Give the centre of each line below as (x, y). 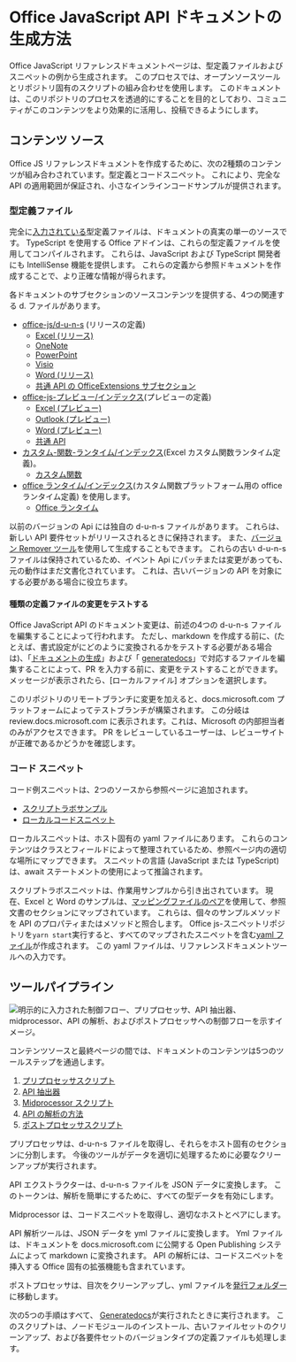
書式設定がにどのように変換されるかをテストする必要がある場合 (156, 647)
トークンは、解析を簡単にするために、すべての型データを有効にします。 (147, 1196)
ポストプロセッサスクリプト (72, 1125)
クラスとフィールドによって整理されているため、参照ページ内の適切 (163, 849)
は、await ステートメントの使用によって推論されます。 (108, 871)
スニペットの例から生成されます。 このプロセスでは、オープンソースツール (145, 76)
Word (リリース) (65, 375)
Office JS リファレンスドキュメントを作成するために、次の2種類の (130, 163)
